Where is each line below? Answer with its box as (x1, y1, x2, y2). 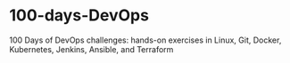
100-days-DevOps (9, 5, 150, 26)
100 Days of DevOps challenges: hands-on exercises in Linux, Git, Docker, (9, 35, 282, 45)
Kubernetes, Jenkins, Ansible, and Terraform (9, 43, 174, 54)
